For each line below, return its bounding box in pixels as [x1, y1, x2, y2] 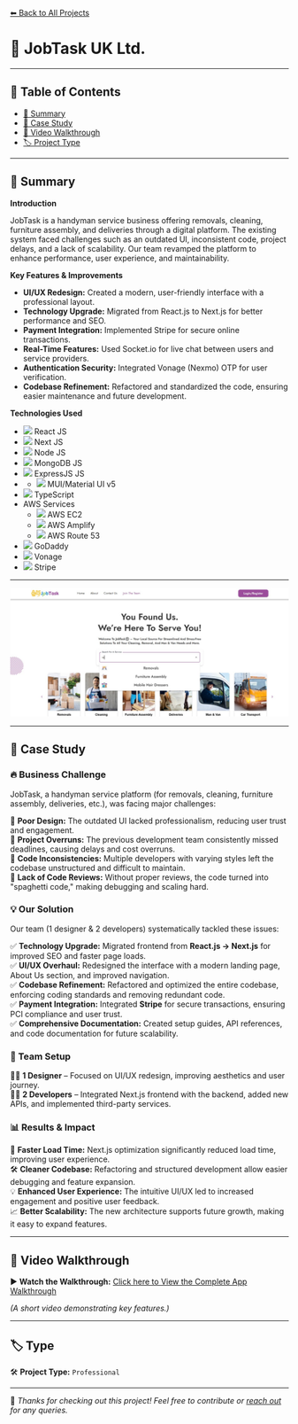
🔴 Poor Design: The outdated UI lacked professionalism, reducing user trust [10, 815, 287, 826]
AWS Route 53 [47, 530, 101, 541]
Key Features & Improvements [10, 269, 123, 280]
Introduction [10, 198, 57, 208]
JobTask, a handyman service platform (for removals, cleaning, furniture [10, 789, 273, 799]
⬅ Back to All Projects [10, 8, 90, 18]
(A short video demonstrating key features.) [10, 1303, 170, 1314]
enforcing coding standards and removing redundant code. [10, 989, 225, 1000]
